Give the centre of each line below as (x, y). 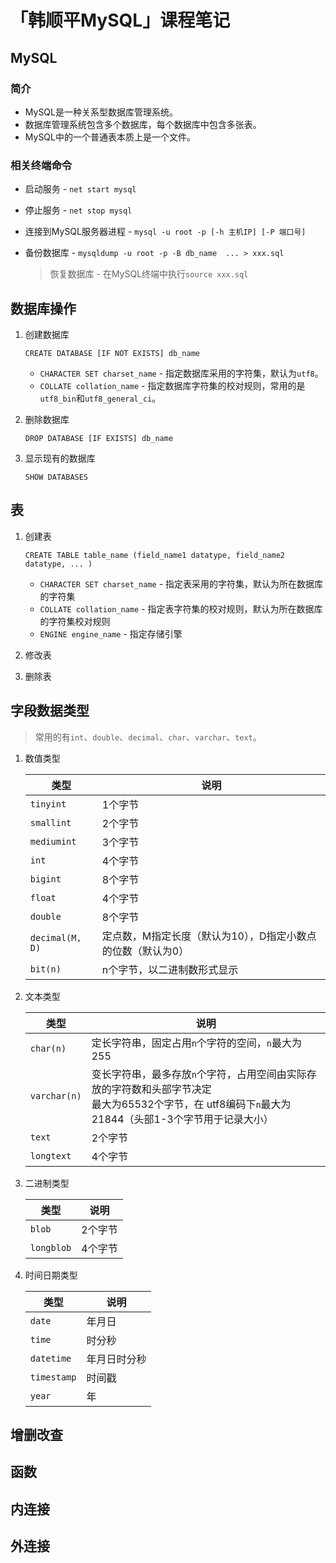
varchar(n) (55, 1095)
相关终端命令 (41, 165)
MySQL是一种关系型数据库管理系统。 (101, 112)
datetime (50, 1358)
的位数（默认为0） (145, 951)
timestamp (53, 1377)
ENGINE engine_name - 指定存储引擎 (111, 633)
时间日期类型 (51, 1275)
